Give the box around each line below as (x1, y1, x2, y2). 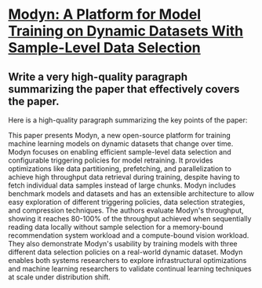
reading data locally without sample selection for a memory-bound (8, 222, 224, 231)
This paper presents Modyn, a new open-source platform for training (8, 131, 231, 140)
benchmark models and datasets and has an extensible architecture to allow (8, 189, 255, 198)
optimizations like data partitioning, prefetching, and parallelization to (8, 164, 231, 173)
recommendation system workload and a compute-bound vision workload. (8, 231, 249, 240)
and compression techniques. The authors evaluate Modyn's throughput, (8, 206, 245, 215)
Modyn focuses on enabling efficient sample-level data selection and (8, 148, 231, 156)
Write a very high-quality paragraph (8, 70, 188, 83)
